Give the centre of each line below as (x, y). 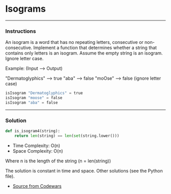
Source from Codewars (37, 186)
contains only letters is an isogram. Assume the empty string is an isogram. (84, 53)
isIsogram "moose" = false (34, 98)
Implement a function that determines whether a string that (95, 48)
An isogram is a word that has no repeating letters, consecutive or (74, 42)
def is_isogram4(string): (33, 131)
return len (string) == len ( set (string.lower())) (67, 136)
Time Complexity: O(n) (36, 145)
